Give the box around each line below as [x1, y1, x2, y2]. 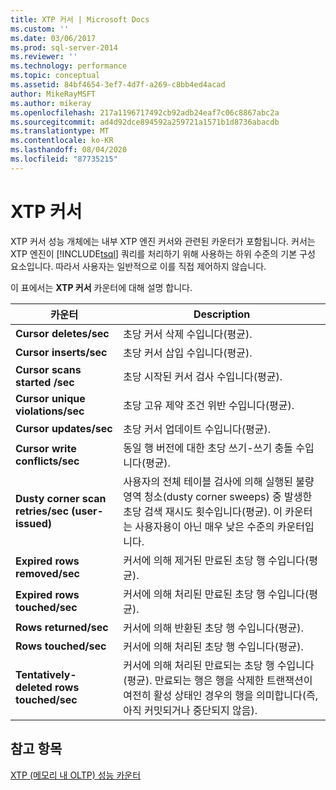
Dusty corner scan [15, 491, 107, 505]
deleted [15, 680, 53, 694]
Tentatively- [15, 667, 77, 681]
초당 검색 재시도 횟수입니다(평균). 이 [123, 504, 283, 518]
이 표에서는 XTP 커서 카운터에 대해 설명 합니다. [10, 281, 193, 293]
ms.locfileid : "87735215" [10, 154, 118, 164]
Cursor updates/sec [15, 421, 113, 435]
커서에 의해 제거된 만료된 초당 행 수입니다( [123, 553, 310, 567]
